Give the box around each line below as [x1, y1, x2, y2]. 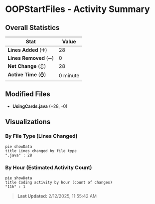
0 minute [58, 72, 80, 79]
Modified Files [5, 90, 51, 98]
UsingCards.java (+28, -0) [12, 103, 68, 109]
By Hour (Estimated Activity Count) [5, 164, 92, 171]
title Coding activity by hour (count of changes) [5, 180, 113, 185]
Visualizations [5, 118, 51, 126]
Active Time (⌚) [7, 71, 46, 78]
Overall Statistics [5, 23, 60, 32]
